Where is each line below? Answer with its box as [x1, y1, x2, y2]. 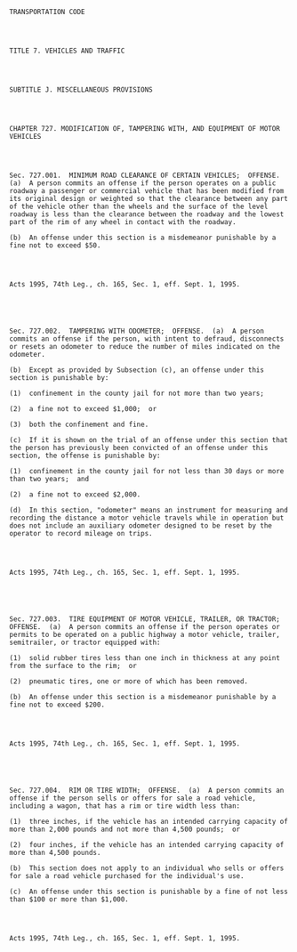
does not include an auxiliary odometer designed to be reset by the [9, 521, 273, 530]
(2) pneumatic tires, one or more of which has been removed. [9, 677, 249, 686]
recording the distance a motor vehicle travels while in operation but [9, 513, 285, 522]
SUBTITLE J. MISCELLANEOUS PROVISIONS [9, 85, 153, 94]
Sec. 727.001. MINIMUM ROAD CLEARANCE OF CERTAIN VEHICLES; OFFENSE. [9, 171, 280, 180]
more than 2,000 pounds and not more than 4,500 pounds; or [9, 825, 241, 834]
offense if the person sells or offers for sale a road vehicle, [9, 794, 256, 803]
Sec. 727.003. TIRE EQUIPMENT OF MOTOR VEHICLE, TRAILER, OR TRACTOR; [9, 615, 280, 624]
